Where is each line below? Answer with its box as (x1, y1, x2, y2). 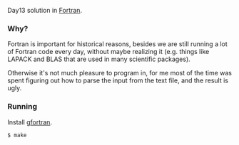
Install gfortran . (7, 117, 52, 127)
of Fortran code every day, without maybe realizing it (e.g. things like (7, 48, 210, 56)
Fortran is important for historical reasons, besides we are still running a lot (7, 40, 228, 48)
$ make (7, 131, 27, 139)
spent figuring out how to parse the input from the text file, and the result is (7, 76, 228, 85)
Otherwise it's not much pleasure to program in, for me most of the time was (7, 69, 232, 77)
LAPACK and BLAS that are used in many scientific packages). (7, 55, 190, 63)
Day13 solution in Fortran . (7, 6, 83, 14)
